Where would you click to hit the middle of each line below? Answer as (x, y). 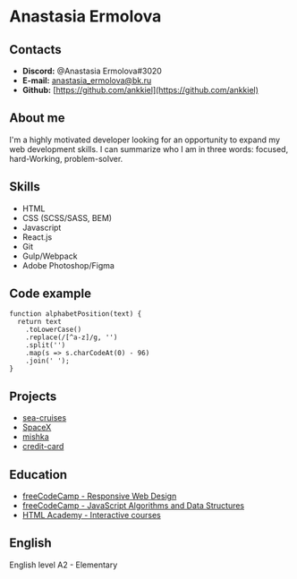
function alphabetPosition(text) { (76, 314)
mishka (35, 437)
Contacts (36, 50)
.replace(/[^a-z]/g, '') (72, 337)
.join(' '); (47, 361)
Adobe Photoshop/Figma (68, 265)
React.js (37, 237)
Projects (33, 396)
